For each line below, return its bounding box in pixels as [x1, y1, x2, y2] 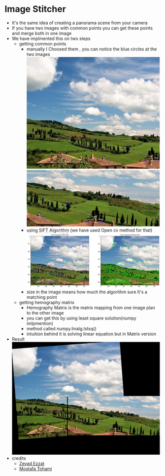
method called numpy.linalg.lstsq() [26, 325, 97, 331]
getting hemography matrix [19, 299, 75, 305]
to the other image [26, 310, 65, 316]
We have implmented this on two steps [11, 36, 91, 41]
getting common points [19, 40, 66, 46]
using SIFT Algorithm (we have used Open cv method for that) [26, 227, 153, 233]
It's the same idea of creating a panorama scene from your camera [11, 20, 148, 26]
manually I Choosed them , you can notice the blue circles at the [26, 46, 157, 52]
